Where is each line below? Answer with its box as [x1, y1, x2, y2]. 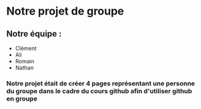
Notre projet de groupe [6, 4, 124, 18]
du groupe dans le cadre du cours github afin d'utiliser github [6, 86, 192, 95]
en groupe [6, 94, 38, 103]
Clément [15, 44, 37, 52]
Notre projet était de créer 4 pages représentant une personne [6, 79, 196, 88]
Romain [15, 58, 35, 65]
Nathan [15, 64, 34, 71]
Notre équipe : [6, 29, 62, 39]
